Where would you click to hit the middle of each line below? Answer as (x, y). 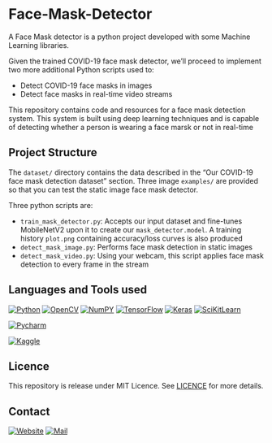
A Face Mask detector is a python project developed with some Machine (130, 37)
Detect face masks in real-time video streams (96, 93)
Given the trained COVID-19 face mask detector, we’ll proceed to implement (135, 61)
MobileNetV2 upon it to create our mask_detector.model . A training (131, 229)
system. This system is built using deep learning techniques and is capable (134, 118)
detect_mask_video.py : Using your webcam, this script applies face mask (142, 255)
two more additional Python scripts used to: (81, 69)
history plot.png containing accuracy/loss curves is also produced (131, 238)
